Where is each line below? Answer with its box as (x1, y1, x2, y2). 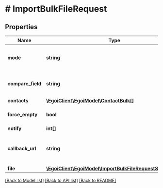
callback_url (7, 145, 36, 152)
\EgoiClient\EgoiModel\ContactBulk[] (46, 97, 134, 104)
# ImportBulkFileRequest (5, 3, 107, 15)
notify (7, 125, 22, 132)
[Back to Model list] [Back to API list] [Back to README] (5, 178, 116, 183)
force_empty (7, 111, 38, 118)
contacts (7, 97, 29, 104)
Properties (5, 23, 38, 31)
